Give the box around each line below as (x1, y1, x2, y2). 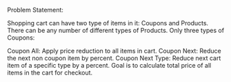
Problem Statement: (7, 6, 64, 14)
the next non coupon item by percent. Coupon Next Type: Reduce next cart (7, 54, 221, 62)
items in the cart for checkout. (7, 68, 93, 77)
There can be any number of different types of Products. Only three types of (7, 27, 225, 34)
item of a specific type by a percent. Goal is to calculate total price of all (7, 61, 212, 69)
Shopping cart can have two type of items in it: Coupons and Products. (7, 19, 209, 27)
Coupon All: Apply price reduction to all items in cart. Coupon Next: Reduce (7, 47, 222, 55)
